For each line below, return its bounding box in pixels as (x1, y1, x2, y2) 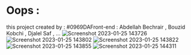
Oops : (6, 4, 40, 17)
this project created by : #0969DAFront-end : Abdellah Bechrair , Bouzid (6, 23, 186, 30)
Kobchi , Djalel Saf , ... (6, 29, 61, 36)
